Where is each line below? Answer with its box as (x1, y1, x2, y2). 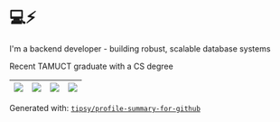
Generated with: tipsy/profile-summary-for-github (9, 102, 201, 113)
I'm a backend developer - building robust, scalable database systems (9, 42, 271, 54)
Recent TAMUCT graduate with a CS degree (9, 61, 173, 71)
